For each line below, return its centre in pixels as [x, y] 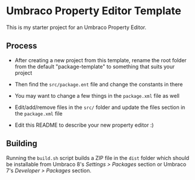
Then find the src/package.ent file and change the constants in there [99, 84]
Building [22, 144]
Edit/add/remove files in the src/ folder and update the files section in [100, 107]
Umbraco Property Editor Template [94, 11]
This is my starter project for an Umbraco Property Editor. [76, 27]
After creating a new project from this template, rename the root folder [100, 60]
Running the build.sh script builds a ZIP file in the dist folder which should [98, 157]
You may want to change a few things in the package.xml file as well [97, 95]
